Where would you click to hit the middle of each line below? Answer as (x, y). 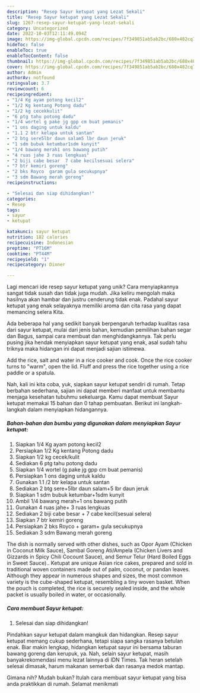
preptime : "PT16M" (29, 248)
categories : (21, 199)
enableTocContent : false (37, 56)
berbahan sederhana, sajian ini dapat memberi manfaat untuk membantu (96, 391)
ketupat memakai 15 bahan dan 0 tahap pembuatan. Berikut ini (83, 403)
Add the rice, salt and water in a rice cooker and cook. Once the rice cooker (99, 360)
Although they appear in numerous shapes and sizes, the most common (95, 576)
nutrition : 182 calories (37, 237)
